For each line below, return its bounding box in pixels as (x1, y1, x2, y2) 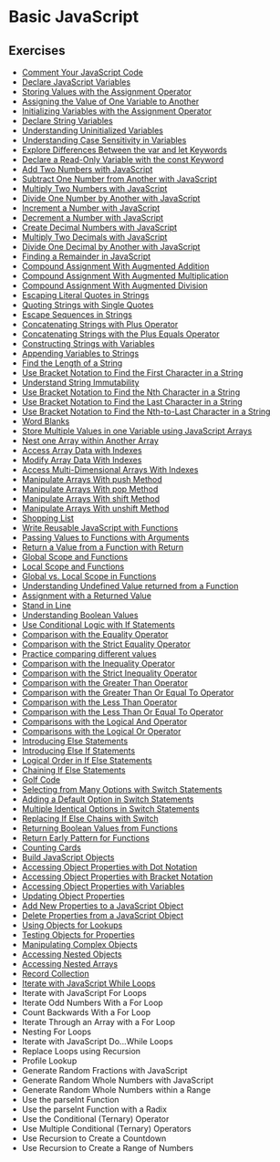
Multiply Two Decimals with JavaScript (21, 232, 168, 243)
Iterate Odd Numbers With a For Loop (21, 997, 163, 1008)
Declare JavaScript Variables (21, 77, 131, 88)
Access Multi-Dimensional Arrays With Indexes (21, 464, 199, 475)
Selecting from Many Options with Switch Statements (21, 784, 223, 794)
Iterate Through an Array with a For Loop (21, 1017, 175, 1027)
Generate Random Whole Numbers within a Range (21, 1084, 212, 1095)
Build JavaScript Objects (21, 852, 115, 863)
